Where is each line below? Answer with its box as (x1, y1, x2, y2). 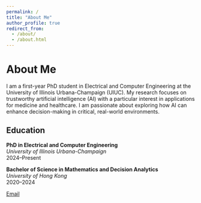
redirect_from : (6, 25, 44, 32)
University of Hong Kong (6, 172, 67, 179)
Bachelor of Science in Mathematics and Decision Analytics (6, 166, 158, 173)
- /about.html (11, 37, 47, 43)
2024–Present (6, 154, 41, 161)
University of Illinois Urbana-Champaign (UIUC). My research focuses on (6, 88, 187, 96)
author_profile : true (6, 20, 61, 26)
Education (6, 126, 46, 136)
